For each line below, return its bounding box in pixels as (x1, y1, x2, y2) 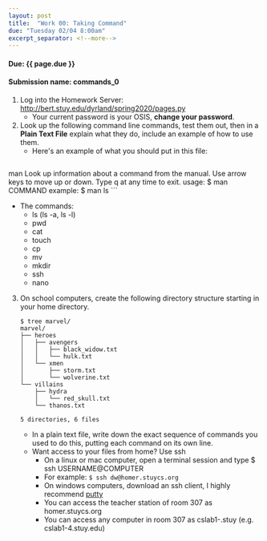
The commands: (19, 201, 75, 211)
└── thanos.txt (34, 402, 86, 410)
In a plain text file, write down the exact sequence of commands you (31, 430, 258, 439)
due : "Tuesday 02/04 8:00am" (8, 26, 106, 34)
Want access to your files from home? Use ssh (31, 446, 186, 457)
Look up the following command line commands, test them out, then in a (19, 121, 259, 131)
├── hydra (34, 388, 67, 396)
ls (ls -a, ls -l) (31, 210, 76, 220)
